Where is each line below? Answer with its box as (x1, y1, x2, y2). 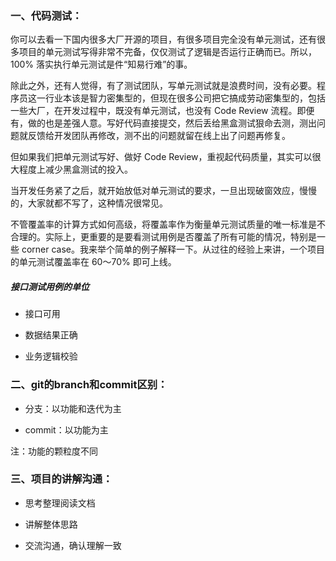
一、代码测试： (10, 8, 83, 22)
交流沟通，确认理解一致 (24, 539, 122, 551)
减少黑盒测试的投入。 (44, 163, 133, 176)
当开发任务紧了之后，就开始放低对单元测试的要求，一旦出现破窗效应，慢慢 (10, 185, 317, 197)
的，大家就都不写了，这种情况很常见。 (10, 197, 168, 209)
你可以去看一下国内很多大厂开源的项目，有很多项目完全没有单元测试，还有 (10, 33, 317, 46)
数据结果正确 (24, 329, 78, 341)
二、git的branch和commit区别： (10, 378, 168, 392)
